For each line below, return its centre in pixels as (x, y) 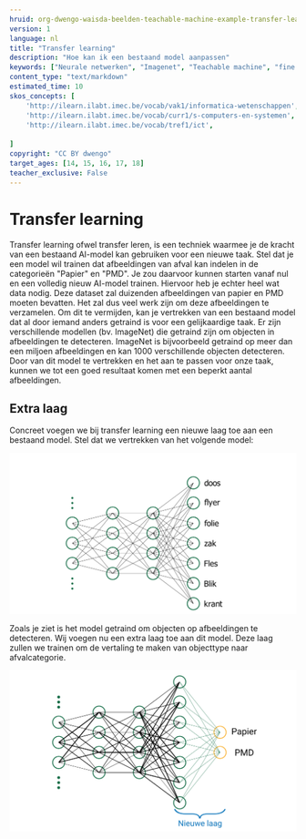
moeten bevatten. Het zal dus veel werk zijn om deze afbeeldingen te (139, 302)
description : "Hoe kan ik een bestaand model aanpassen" (120, 58)
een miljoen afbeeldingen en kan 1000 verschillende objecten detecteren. (147, 351)
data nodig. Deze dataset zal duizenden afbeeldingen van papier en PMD (147, 292)
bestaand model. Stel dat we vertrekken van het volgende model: (132, 440)
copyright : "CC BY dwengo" (61, 154)
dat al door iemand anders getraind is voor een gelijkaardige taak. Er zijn (145, 322)
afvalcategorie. (38, 658)
